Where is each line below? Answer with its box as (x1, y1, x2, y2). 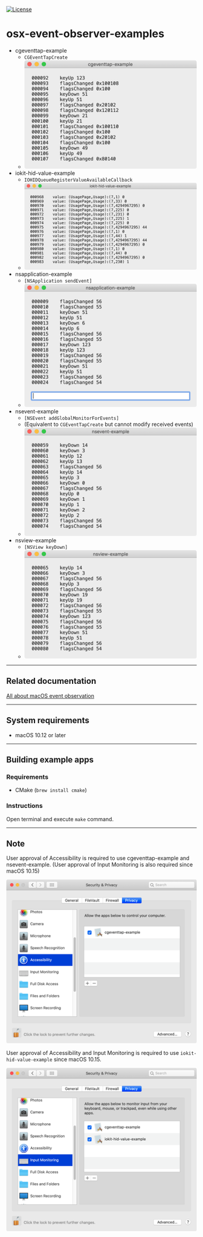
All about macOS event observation (6, 692, 95, 699)
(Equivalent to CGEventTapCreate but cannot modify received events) (24, 421, 193, 428)
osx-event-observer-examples (6, 27, 165, 41)
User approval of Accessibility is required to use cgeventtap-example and (6, 855, 190, 862)
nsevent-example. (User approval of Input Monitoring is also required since (6, 861, 193, 868)
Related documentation (6, 676, 97, 686)
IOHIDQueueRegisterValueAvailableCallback (24, 177, 133, 183)
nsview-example (14, 536, 57, 544)
